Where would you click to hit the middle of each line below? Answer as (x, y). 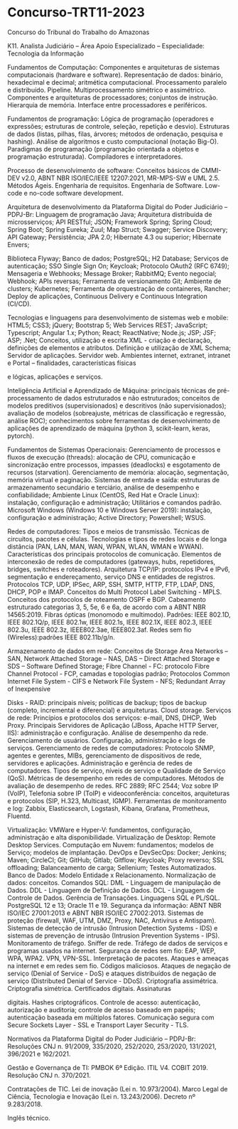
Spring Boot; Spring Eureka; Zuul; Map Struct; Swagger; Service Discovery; (118, 229)
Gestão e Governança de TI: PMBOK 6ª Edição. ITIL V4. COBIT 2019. (108, 1067)
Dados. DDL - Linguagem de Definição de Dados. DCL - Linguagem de (111, 890)
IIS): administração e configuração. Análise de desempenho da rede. (108, 733)
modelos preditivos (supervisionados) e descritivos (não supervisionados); (117, 406)
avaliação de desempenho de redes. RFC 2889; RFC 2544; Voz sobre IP (113, 785)
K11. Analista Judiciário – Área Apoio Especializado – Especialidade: (106, 46)
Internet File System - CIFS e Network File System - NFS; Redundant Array (117, 681)
